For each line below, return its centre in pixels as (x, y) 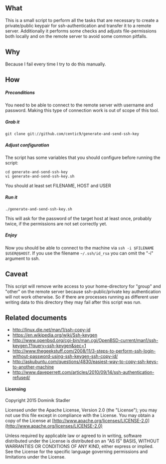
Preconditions (20, 92)
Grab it (12, 121)
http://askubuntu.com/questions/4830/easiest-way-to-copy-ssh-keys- (85, 361)
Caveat (17, 274)
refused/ (21, 377)
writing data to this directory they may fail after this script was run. (74, 302)
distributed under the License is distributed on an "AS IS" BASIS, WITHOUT (82, 441)
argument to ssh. (22, 258)
